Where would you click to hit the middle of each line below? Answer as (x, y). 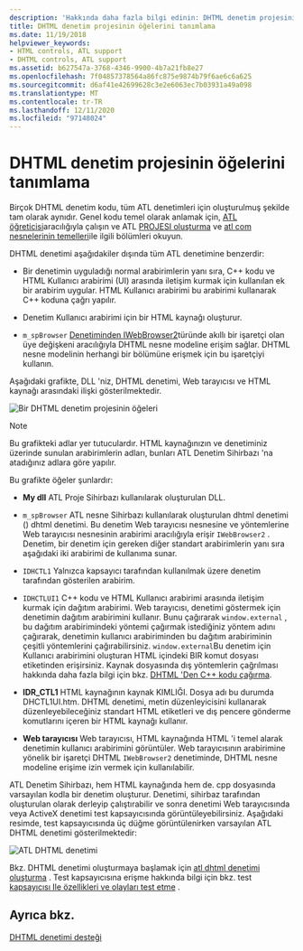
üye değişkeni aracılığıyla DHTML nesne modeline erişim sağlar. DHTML (156, 345)
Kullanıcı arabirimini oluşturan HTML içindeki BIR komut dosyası (140, 656)
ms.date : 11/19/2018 (48, 34)
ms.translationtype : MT (54, 93)
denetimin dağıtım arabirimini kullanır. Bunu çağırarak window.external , (155, 617)
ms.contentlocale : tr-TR (56, 102)
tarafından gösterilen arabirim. (78, 581)
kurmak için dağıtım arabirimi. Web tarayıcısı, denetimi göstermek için (151, 608)
